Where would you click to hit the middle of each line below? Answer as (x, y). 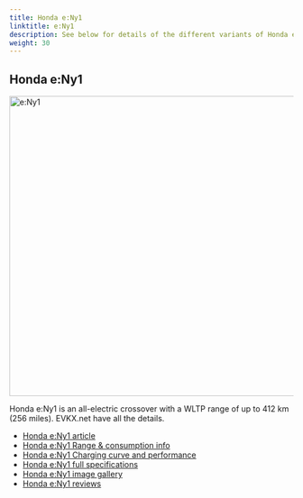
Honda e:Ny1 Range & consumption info (96, 446)
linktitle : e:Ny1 (42, 26)
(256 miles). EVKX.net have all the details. (87, 419)
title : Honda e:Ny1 (46, 18)
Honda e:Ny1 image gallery (73, 475)
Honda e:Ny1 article (59, 436)
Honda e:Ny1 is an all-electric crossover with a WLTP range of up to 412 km (149, 409)
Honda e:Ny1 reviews (62, 484)
